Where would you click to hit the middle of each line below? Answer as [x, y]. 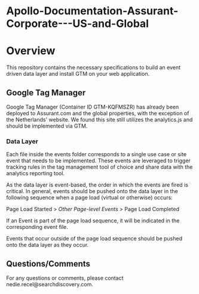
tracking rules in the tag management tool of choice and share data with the [99, 167]
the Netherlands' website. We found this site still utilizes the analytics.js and [99, 119]
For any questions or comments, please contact [65, 278]
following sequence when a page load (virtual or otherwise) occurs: [90, 197]
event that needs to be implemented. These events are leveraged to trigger [99, 161]
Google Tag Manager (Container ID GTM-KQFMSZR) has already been [93, 107]
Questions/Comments [48, 264]
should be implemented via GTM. [47, 126]
